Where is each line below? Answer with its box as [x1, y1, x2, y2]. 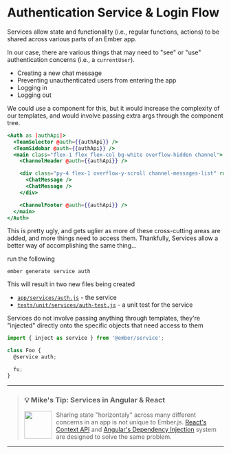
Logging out [16, 91, 52, 99]
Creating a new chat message [16, 69, 102, 77]
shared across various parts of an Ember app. [7, 34, 137, 43]
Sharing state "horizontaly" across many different [56, 411, 197, 419]
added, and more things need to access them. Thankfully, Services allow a [7, 234, 219, 242]
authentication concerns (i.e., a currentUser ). [7, 55, 135, 63]
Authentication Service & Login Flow [7, 5, 220, 21]
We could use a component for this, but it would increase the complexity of [7, 104, 220, 112]
